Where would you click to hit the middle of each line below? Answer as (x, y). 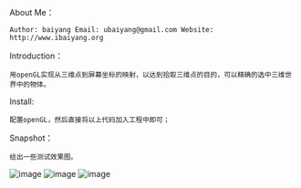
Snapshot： (31, 138)
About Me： (32, 12)
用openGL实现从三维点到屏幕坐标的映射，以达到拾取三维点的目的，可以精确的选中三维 (147, 75)
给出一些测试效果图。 (43, 157)
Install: (22, 101)
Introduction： (36, 56)
